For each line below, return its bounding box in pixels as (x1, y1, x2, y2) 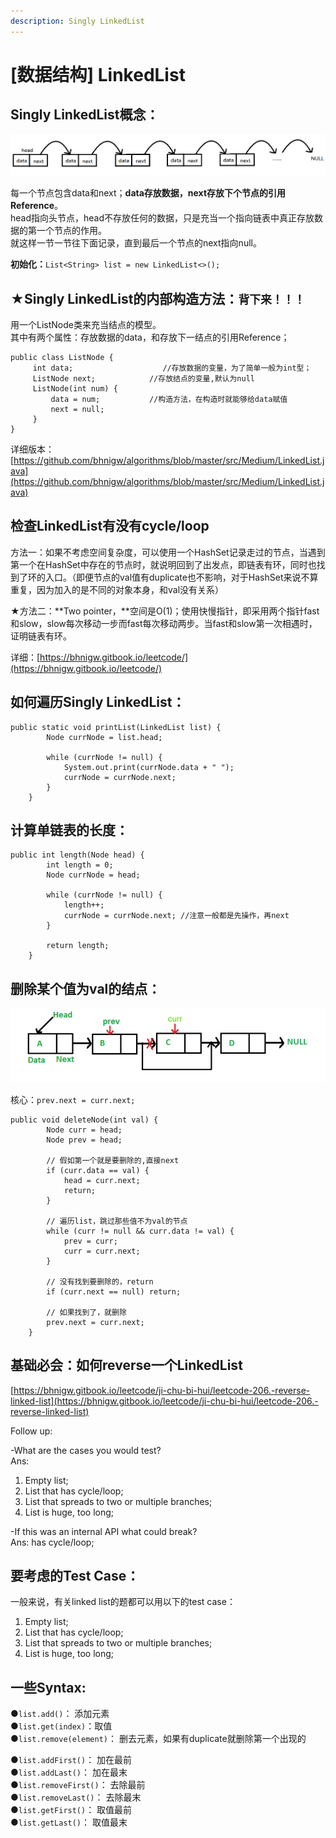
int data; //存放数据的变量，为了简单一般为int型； (32, 363, 312, 373)
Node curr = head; (46, 1125, 123, 1135)
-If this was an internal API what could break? (10, 1525, 198, 1537)
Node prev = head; (46, 1135, 123, 1145)
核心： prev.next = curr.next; (10, 1093, 136, 1105)
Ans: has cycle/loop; (10, 1536, 95, 1548)
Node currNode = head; (46, 870, 141, 880)
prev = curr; (63, 1236, 118, 1246)
